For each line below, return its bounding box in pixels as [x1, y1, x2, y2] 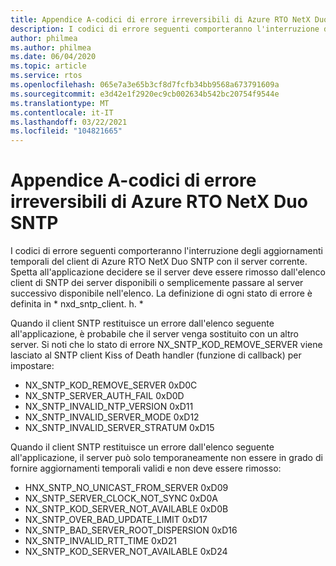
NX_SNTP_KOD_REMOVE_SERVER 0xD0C [24, 379, 198, 391]
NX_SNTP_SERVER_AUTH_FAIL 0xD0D [24, 390, 185, 402]
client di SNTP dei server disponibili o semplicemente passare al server [10, 277, 304, 289]
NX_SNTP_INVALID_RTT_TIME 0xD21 [24, 535, 177, 547]
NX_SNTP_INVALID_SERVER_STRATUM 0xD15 [24, 422, 215, 434]
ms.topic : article [10, 61, 87, 71]
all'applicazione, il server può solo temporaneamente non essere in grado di [10, 452, 323, 464]
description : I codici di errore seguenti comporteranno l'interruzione [10, 24, 320, 34]
